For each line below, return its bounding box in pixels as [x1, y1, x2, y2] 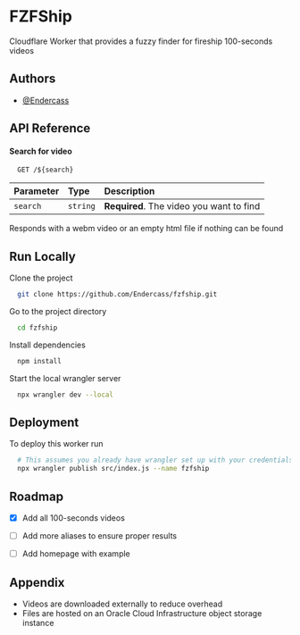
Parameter [13, 185, 60, 197]
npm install [17, 356, 62, 365]
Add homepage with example [21, 548, 131, 559]
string [67, 201, 96, 212]
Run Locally [9, 248, 76, 264]
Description [104, 185, 155, 197]
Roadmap [9, 489, 64, 504]
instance [21, 618, 54, 629]
